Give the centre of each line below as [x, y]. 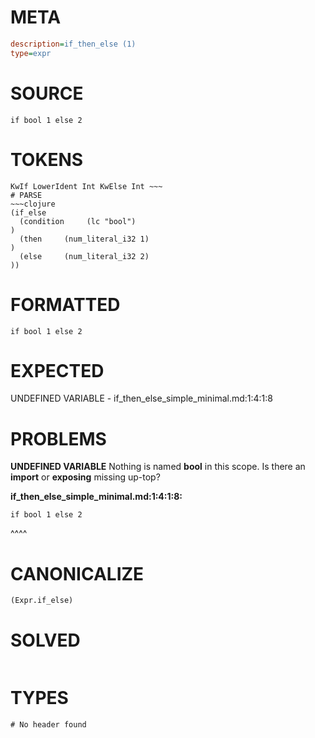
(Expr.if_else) [42, 601]
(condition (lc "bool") [78, 221]
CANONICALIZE [77, 573]
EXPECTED [57, 370]
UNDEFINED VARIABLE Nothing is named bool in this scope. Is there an [158, 467]
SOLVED [45, 640]
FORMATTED [65, 304]
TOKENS [47, 159]
